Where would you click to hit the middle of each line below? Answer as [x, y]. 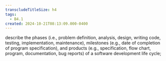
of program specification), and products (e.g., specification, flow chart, [78, 48]
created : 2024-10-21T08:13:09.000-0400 [47, 24]
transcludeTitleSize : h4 [31, 10]
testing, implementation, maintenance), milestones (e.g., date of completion [83, 43]
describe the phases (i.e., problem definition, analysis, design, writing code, [83, 38]
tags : [11, 14]
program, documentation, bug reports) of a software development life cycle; [83, 54]
